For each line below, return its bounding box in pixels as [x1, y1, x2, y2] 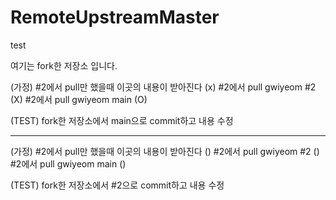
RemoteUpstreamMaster [10, 6, 220, 29]
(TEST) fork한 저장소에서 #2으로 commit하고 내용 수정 [10, 179, 225, 191]
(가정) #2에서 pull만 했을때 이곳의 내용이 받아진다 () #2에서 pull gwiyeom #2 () [10, 145, 320, 157]
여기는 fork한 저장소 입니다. [10, 59, 118, 71]
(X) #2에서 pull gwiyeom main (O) [10, 93, 148, 105]
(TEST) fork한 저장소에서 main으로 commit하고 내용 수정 [10, 114, 234, 126]
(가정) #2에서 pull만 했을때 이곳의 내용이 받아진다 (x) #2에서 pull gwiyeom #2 [10, 81, 317, 93]
